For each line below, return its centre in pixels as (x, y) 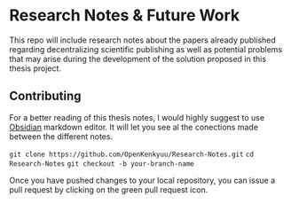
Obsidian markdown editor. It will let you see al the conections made (134, 127)
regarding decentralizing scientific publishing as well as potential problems (146, 49)
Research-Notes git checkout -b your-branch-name (102, 164)
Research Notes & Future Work (125, 16)
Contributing (45, 96)
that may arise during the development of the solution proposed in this (138, 59)
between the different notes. (61, 136)
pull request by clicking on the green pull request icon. (109, 189)
